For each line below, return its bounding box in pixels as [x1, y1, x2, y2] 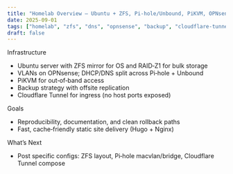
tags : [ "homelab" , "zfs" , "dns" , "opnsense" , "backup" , [7, 23, 172, 30]
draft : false [7, 29, 45, 37]
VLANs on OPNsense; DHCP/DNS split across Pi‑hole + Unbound [17, 69, 204, 77]
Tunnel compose [17, 159, 66, 168]
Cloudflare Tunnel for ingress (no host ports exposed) [17, 91, 171, 99]
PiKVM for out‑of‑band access [17, 77, 105, 85]
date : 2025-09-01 [7, 17, 58, 23]
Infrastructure [7, 48, 46, 57]
